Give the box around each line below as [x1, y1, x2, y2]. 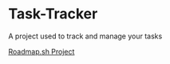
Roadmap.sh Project [8, 46, 75, 56]
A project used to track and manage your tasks [8, 31, 163, 41]
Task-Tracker [8, 5, 98, 23]
